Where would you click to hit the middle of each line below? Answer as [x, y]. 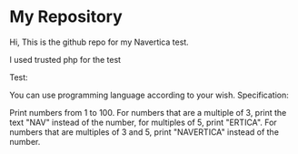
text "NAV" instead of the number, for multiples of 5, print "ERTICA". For [143, 122]
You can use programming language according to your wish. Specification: [149, 95]
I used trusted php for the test [65, 59]
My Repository [66, 17]
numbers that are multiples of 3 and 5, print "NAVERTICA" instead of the [144, 132]
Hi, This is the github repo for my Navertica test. [99, 42]
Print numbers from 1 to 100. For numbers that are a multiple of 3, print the [148, 112]
